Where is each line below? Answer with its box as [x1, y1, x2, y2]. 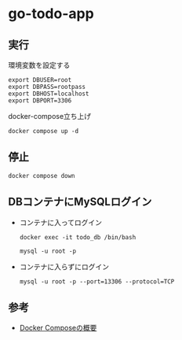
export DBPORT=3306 [8, 97, 72, 105]
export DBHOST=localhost [8, 90, 89, 98]
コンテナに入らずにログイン [19, 261, 110, 272]
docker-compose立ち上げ [8, 112, 92, 120]
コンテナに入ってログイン [19, 217, 103, 227]
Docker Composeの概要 [19, 323, 97, 333]
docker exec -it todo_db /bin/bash [19, 233, 136, 241]
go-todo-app [8, 5, 94, 23]
